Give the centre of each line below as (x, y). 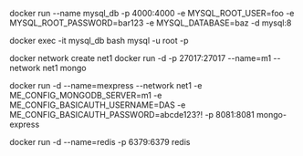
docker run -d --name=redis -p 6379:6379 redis (100, 142)
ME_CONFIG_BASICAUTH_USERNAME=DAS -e (98, 105)
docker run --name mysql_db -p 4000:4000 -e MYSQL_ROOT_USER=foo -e (152, 13)
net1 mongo (64, 68)
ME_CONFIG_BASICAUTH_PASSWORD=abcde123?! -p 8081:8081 (132, 114)
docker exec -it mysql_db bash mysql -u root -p (99, 41)
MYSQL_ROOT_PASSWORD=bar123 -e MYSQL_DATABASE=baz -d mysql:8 (151, 23)
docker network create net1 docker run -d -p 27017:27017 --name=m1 (141, 58)
